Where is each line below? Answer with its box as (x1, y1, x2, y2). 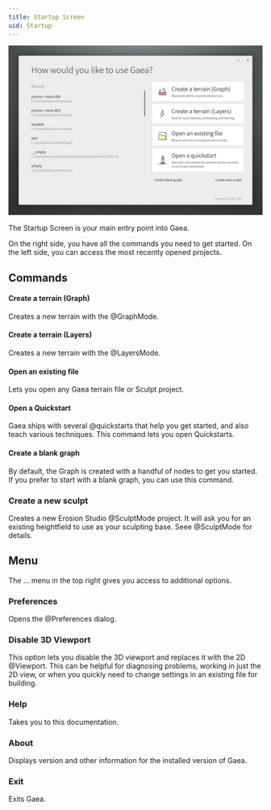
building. (8, 678, 38, 688)
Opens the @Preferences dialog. (8, 613, 117, 623)
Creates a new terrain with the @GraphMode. (8, 312, 159, 321)
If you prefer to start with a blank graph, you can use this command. (8, 474, 234, 485)
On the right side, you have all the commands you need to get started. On (8, 239, 252, 248)
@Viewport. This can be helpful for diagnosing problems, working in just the (8, 661, 261, 671)
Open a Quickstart (8, 403, 71, 413)
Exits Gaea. (8, 794, 46, 804)
